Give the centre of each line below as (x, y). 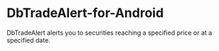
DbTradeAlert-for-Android (85, 13)
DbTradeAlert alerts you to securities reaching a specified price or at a (109, 33)
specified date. (28, 40)
